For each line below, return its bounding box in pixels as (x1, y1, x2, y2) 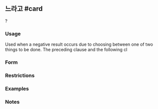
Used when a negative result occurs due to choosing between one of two (5, 41, 153, 48)
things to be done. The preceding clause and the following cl (5, 47, 128, 53)
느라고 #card (5, 4, 43, 13)
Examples (5, 85, 29, 92)
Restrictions (5, 72, 35, 79)
